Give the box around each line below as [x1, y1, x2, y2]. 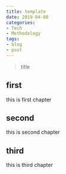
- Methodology [6, 31, 41, 37]
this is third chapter [6, 162, 53, 169]
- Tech [6, 25, 22, 31]
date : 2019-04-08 [6, 14, 49, 20]
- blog [6, 42, 22, 48]
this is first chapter [6, 96, 52, 103]
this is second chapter [6, 129, 60, 136]
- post [6, 47, 22, 53]
